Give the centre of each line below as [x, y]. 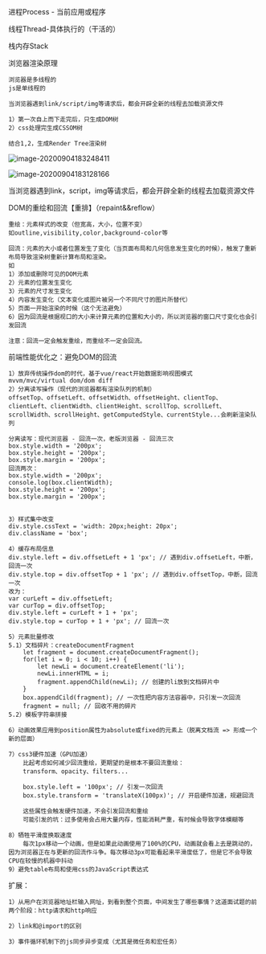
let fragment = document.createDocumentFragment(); [111, 653]
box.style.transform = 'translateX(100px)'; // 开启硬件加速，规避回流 [139, 796]
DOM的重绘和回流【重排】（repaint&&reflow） [84, 208]
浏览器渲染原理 [33, 63]
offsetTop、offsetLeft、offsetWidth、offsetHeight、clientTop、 [115, 398]
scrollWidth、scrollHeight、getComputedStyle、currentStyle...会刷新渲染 [129, 415]
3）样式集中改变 [31, 519]
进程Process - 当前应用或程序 [57, 12]
